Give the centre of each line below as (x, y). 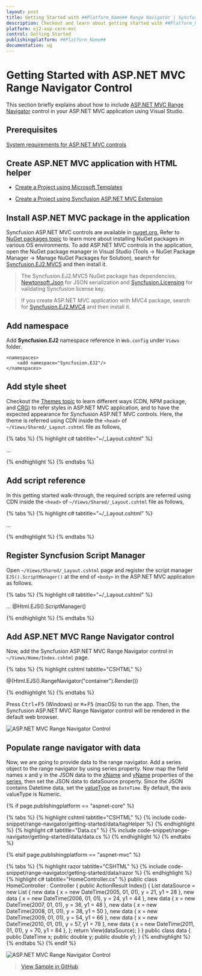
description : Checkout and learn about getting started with (84, 23)
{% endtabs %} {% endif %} (41, 943)
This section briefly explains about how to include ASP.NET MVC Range (95, 104)
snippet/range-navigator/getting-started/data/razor (70, 873)
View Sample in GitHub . (50, 966)
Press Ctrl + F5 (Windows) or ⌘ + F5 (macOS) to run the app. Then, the (93, 704)
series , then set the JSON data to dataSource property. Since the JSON (95, 782)
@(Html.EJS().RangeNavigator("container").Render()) (72, 681)
